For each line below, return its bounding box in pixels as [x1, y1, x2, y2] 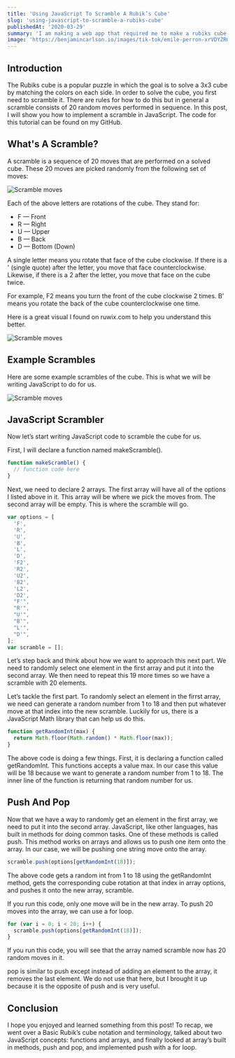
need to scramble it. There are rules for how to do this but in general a [7, 95, 209, 104]
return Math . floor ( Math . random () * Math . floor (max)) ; [13, 735, 173, 742]
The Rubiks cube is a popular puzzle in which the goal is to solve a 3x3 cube [7, 81, 228, 89]
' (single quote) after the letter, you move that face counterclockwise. [7, 263, 206, 272]
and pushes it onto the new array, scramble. [7, 886, 134, 894]
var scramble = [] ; [7, 643, 64, 651]
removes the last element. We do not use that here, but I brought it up [7, 975, 208, 983]
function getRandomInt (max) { [7, 728, 96, 735]
